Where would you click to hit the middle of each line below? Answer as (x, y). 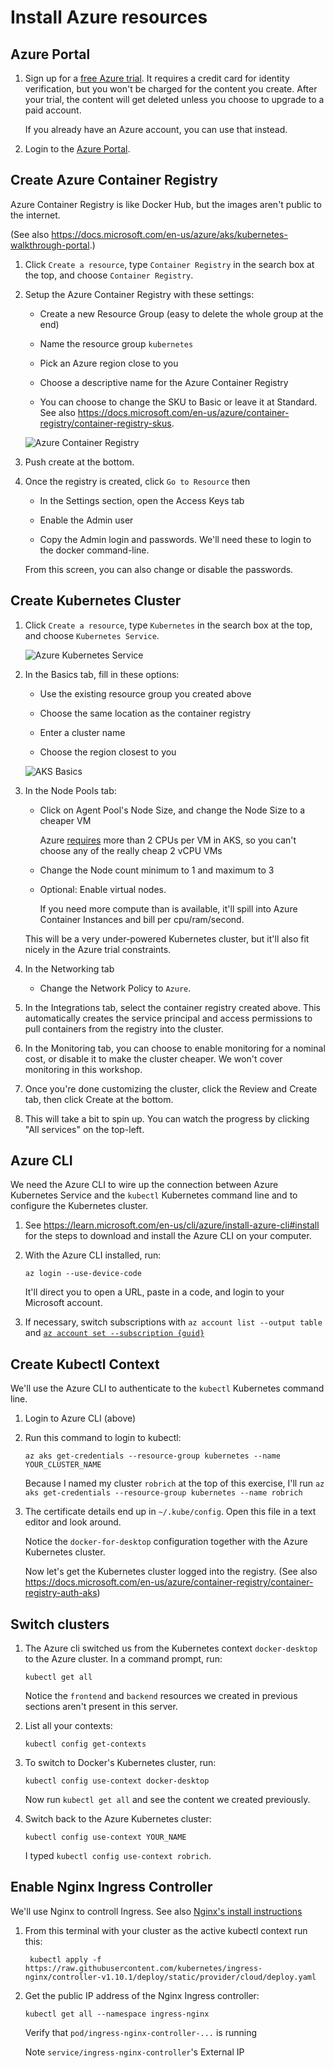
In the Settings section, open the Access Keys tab (142, 500)
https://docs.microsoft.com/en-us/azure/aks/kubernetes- (169, 234)
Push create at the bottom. (79, 462)
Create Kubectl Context (85, 1364)
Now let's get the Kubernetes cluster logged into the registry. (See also (171, 1572)
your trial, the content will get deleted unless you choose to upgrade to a (174, 99)
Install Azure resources (109, 17)
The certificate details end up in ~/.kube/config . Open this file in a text (170, 1512)
